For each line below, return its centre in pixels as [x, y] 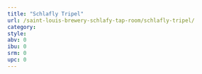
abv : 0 [17, 40]
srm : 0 [17, 54]
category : [22, 27]
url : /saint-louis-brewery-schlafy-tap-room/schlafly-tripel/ [101, 20]
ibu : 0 [17, 47]
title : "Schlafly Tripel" [45, 14]
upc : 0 [17, 60]
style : [17, 33]
